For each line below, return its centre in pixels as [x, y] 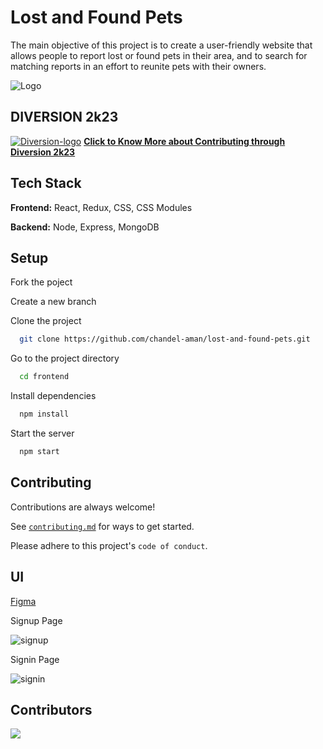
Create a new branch [53, 302]
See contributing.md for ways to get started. [102, 526]
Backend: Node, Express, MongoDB [85, 227]
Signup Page [36, 620]
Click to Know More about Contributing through [184, 141]
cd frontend [44, 377]
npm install [44, 414]
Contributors [51, 709]
